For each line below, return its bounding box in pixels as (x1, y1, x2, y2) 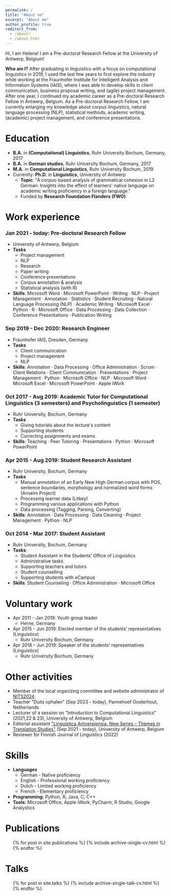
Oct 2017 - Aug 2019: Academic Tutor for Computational (5, 393, 148, 400)
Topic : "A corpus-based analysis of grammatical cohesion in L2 (20, 177, 155, 183)
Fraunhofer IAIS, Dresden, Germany (12, 337, 89, 343)
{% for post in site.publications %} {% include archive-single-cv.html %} (12, 840, 166, 846)
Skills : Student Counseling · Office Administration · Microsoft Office (12, 580, 155, 586)
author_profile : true (5, 22, 52, 27)
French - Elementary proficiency (20, 788, 89, 794)
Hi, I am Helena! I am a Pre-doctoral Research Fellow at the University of (5, 50, 158, 56)
